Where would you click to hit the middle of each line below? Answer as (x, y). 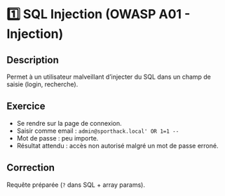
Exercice (26, 106)
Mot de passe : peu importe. (57, 138)
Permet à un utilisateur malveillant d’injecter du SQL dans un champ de (109, 77)
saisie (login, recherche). (42, 84)
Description (33, 60)
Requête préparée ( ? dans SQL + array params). (76, 185)
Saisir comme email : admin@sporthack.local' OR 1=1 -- (98, 131)
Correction (31, 168)
